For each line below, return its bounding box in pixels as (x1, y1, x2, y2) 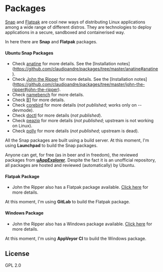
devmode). (12, 108, 34, 113)
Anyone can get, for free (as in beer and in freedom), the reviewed (5, 152, 138, 158)
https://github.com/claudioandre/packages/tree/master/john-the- (14, 81, 145, 88)
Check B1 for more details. (12, 97, 65, 103)
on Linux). (12, 123, 33, 129)
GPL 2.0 (5, 262, 21, 268)
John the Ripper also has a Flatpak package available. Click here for (12, 184, 148, 190)
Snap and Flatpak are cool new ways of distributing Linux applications (5, 19, 145, 25)
